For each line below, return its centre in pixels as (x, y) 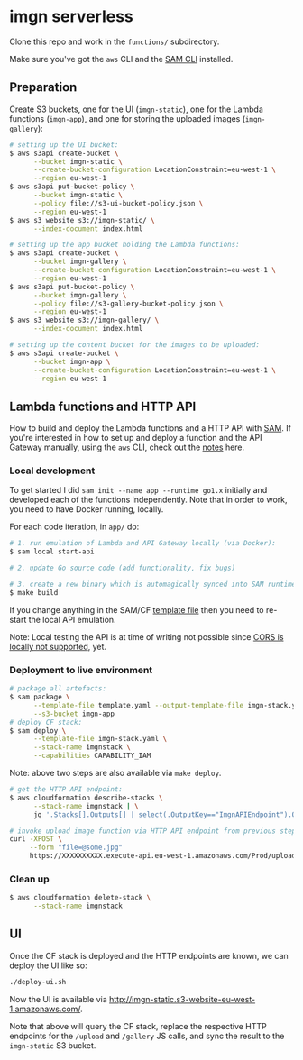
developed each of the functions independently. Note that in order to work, (148, 500)
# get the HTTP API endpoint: (66, 790)
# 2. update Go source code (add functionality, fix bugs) (123, 568)
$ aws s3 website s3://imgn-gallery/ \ (84, 320)
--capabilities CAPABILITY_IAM (92, 756)
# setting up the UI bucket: (64, 145)
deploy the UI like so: (48, 965)
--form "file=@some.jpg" (76, 848)
